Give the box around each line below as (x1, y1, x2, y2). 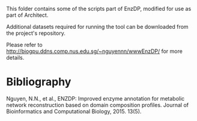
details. (6, 54, 25, 61)
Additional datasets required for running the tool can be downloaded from (6, 23, 189, 30)
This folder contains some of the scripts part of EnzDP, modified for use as (6, 5, 192, 12)
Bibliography (6, 75, 71, 89)
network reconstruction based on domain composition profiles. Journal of (6, 101, 189, 108)
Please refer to (6, 42, 43, 48)
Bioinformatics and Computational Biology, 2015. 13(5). (6, 108, 142, 115)
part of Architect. (6, 11, 49, 19)
